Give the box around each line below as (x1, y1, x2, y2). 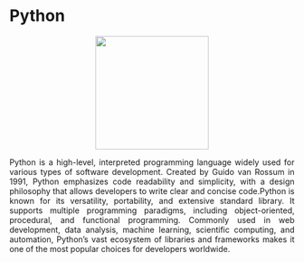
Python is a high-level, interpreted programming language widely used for (9, 156, 295, 168)
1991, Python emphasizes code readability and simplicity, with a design (9, 176, 295, 187)
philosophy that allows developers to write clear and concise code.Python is (9, 185, 295, 196)
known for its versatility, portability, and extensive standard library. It (9, 195, 295, 206)
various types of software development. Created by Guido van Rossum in (9, 166, 295, 177)
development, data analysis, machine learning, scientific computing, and (9, 224, 295, 235)
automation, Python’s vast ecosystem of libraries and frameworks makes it (9, 233, 295, 245)
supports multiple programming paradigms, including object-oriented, (9, 205, 295, 216)
